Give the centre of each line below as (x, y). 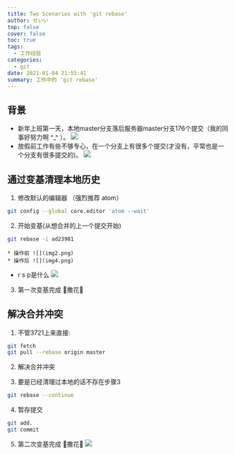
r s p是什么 (33, 275)
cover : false (26, 34)
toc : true (22, 40)
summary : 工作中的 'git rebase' (53, 80)
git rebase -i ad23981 (41, 239)
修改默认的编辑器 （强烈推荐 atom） (70, 198)
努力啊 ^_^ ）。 (50, 137)
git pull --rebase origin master (56, 352)
